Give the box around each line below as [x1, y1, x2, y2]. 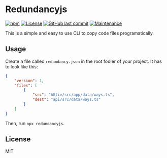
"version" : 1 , [14, 78, 44, 83]
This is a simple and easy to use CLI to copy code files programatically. [5, 30, 154, 36]
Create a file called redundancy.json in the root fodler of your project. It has [5, 58, 162, 64]
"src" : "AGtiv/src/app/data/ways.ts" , [32, 92, 115, 97]
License [5, 135, 31, 144]
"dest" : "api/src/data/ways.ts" [32, 97, 101, 102]
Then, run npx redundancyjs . [5, 120, 65, 126]
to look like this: [5, 63, 38, 69]
